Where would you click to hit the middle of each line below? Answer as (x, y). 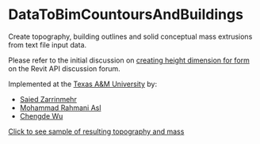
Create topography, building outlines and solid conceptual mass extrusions (130, 36)
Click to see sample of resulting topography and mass (96, 131)
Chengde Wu (41, 116)
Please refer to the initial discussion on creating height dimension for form (129, 60)
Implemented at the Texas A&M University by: (82, 84)
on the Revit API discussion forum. (64, 68)
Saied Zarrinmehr (48, 99)
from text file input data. (48, 44)
